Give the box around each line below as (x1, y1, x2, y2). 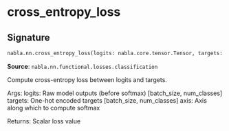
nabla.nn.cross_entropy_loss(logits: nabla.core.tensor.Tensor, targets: (7, 50, 223, 57)
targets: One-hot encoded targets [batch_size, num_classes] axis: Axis (7, 96, 208, 104)
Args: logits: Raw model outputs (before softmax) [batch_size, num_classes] (7, 89, 223, 97)
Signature (7, 32, 50, 43)
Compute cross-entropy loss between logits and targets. (7, 75, 167, 83)
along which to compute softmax (7, 103, 100, 112)
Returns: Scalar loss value (7, 117, 81, 125)
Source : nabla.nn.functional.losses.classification (7, 62, 158, 70)
